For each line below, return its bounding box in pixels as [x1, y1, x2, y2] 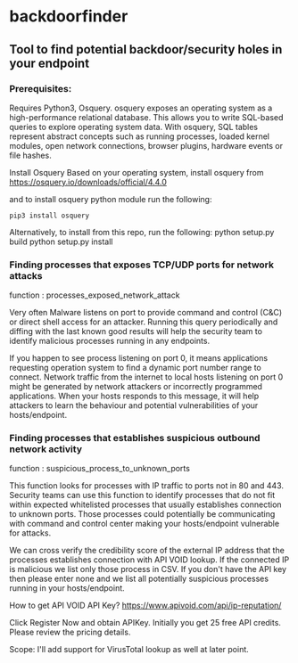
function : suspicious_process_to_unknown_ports [9, 463, 190, 474]
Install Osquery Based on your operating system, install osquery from [9, 167, 264, 177]
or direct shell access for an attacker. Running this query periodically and [9, 316, 278, 327]
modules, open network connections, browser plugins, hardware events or [9, 140, 284, 151]
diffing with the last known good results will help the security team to [9, 326, 263, 337]
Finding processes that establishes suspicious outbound [9, 432, 261, 445]
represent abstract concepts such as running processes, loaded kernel [9, 131, 270, 142]
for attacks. [9, 528, 52, 538]
